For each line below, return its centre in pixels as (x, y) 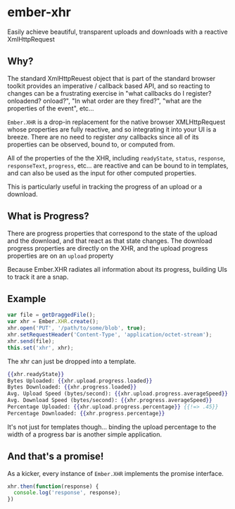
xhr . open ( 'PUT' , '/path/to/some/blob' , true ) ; (77, 328)
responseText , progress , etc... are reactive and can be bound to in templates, (118, 165)
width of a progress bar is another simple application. (85, 434)
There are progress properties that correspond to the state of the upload (113, 233)
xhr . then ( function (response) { (53, 486)
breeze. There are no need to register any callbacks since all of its (103, 137)
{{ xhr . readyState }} (36, 374)
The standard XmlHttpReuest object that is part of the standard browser (112, 78)
